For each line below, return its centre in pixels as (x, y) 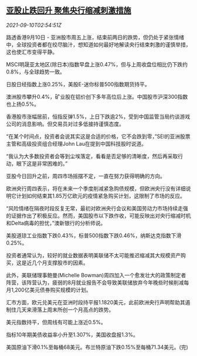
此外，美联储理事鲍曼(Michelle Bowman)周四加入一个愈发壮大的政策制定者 (96, 275)
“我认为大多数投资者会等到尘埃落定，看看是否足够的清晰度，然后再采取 (92, 156)
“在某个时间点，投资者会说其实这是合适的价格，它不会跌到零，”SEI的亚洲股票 (98, 136)
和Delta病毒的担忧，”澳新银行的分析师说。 (56, 223)
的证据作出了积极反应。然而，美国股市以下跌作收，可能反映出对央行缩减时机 (98, 216)
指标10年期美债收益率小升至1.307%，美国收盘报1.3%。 (72, 334)
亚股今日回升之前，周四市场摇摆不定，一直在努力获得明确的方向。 (86, 176)
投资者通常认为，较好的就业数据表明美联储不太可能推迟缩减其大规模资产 (93, 255)
